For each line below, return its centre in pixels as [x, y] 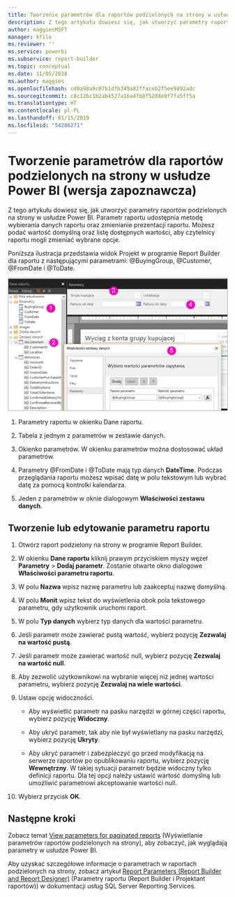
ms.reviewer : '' [31, 44]
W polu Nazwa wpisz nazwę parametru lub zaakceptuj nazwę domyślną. [122, 587]
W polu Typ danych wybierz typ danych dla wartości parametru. [111, 622]
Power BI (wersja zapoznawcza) [103, 191]
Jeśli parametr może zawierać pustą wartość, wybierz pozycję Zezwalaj [122, 635]
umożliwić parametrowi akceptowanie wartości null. [103, 783]
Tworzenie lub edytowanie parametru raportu [109, 528]
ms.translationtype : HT [43, 103]
